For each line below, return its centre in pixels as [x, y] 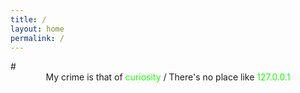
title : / [28, 19]
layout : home [37, 29]
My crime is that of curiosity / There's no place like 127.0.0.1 [168, 77]
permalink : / [37, 38]
